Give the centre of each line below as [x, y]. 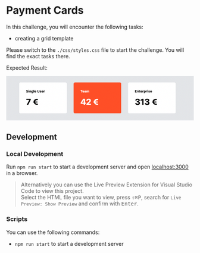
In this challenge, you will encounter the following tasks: [75, 27]
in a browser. [22, 173]
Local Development [35, 154]
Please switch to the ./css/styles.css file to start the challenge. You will [95, 50]
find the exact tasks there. [38, 56]
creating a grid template [44, 38]
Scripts [17, 219]
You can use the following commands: [53, 232]
